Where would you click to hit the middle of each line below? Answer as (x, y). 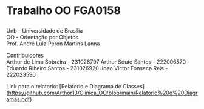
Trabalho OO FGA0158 (64, 11)
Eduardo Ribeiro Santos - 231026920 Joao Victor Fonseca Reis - (87, 68)
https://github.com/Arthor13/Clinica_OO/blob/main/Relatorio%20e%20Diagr (103, 93)
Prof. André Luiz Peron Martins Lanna (53, 44)
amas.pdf (18, 99)
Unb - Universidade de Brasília (45, 31)
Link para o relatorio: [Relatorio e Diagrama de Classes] (75, 87)
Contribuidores (25, 56)
